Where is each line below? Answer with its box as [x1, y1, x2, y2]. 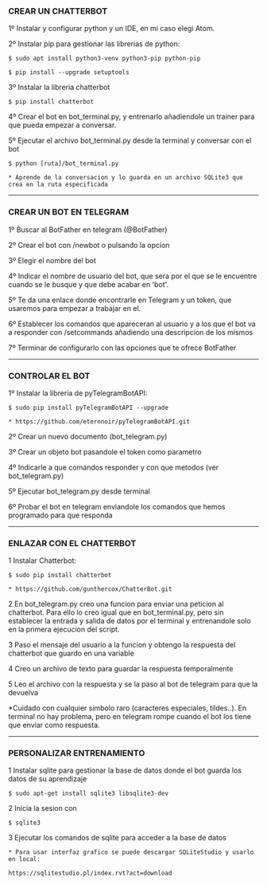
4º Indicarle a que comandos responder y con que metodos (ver [8, 462, 219, 472]
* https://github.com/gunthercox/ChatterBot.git [8, 585, 172, 593]
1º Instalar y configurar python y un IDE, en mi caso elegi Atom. [8, 24, 215, 33]
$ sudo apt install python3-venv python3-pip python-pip [8, 54, 201, 63]
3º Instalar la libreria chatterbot [8, 82, 110, 92]
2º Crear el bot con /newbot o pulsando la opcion [8, 240, 170, 250]
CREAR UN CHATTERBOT [8, 6, 108, 17]
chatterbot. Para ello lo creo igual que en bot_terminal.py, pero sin [8, 608, 224, 617]
